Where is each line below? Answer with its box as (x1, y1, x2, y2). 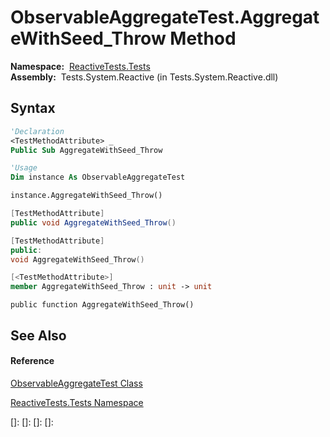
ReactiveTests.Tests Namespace (10, 396, 144, 408)
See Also (10, 327, 67, 344)
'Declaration (10, 126, 65, 136)
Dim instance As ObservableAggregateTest (10, 172, 186, 183)
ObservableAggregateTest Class (10, 377, 143, 389)
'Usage (10, 163, 38, 173)
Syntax (10, 100, 56, 117)
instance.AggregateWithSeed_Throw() (10, 191, 163, 201)
